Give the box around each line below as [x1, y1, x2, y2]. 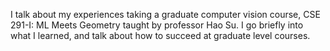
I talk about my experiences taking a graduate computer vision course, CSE [10, 9, 321, 20]
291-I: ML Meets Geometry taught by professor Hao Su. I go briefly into [10, 19, 304, 31]
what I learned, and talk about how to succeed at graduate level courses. [10, 30, 311, 41]
